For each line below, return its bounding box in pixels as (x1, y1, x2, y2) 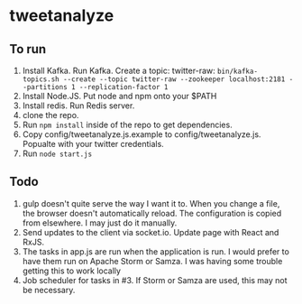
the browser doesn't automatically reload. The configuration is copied (22, 207, 282, 218)
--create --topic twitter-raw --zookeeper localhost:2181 (62, 75, 286, 84)
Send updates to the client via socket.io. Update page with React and (22, 226, 279, 237)
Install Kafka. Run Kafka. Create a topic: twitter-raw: (22, 65, 216, 76)
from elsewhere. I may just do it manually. (22, 217, 178, 228)
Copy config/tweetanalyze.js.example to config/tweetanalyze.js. (22, 129, 261, 140)
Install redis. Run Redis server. (22, 100, 135, 111)
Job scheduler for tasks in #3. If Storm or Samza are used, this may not (22, 274, 288, 285)
